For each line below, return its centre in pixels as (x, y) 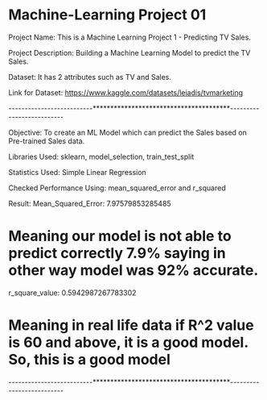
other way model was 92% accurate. (133, 271)
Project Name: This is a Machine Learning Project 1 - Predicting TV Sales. (130, 37)
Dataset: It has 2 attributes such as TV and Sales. (90, 77)
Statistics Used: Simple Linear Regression (77, 172)
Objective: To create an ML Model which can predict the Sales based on (127, 132)
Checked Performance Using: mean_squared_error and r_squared (117, 188)
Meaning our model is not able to (120, 236)
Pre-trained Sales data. (47, 141)
